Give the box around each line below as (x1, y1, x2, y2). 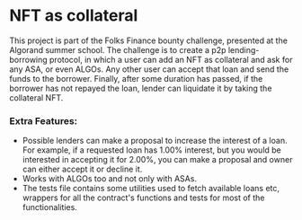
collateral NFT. (9, 92, 64, 103)
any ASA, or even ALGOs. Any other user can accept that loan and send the (9, 64, 289, 75)
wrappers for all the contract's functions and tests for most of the (22, 192, 265, 203)
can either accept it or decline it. (22, 163, 143, 175)
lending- (227, 44, 260, 55)
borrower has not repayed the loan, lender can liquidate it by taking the (9, 83, 272, 93)
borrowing (9, 54, 48, 65)
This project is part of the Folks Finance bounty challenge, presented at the (9, 35, 288, 46)
